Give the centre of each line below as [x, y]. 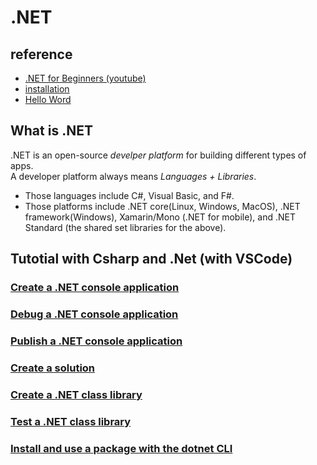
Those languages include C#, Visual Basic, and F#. [129, 195]
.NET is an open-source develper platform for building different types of [158, 155]
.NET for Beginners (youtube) [85, 78]
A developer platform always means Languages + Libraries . [133, 176]
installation [47, 89]
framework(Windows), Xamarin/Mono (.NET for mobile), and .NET [160, 217]
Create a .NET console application [95, 288]
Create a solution [53, 368]
